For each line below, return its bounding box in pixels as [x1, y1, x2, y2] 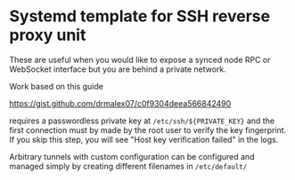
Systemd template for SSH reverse [9, 6, 270, 27]
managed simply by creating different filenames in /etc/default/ [9, 160, 248, 171]
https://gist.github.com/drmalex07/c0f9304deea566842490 [9, 98, 232, 108]
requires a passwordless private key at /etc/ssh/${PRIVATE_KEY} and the [9, 115, 275, 126]
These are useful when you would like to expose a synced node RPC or [9, 54, 271, 65]
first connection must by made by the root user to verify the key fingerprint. [9, 124, 287, 135]
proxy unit [9, 25, 86, 45]
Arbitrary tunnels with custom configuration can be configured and [9, 151, 255, 161]
